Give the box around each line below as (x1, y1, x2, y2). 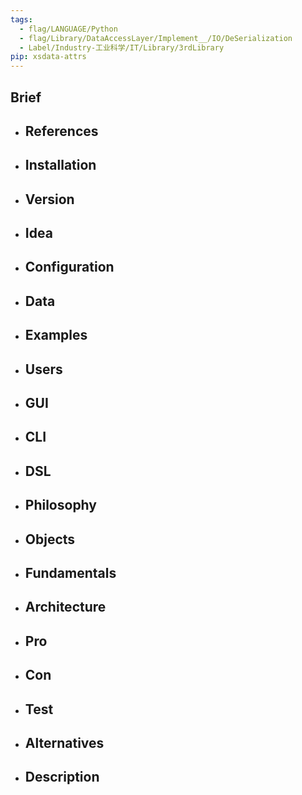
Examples (24, 327, 88, 344)
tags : (10, 14, 33, 25)
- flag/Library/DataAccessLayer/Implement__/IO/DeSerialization (19, 33, 293, 43)
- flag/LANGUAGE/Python (19, 24, 118, 34)
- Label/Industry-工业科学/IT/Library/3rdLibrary (19, 42, 225, 53)
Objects (24, 531, 76, 548)
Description (24, 769, 100, 786)
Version (24, 191, 75, 208)
